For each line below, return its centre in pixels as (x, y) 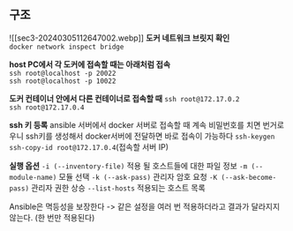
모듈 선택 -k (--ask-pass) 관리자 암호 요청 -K (138, 176)
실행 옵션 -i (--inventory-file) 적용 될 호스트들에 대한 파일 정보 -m (128, 166)
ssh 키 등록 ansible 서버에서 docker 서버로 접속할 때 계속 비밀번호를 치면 (135, 124)
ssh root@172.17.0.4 (47, 108)
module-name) (33, 177)
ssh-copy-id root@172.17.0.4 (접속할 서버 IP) (89, 146)
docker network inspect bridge (67, 47)
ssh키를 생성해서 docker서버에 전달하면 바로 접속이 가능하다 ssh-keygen (150, 136)
